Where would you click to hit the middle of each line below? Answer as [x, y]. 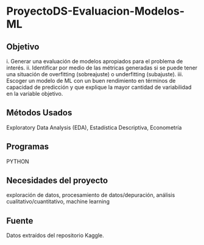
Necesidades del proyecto [57, 181]
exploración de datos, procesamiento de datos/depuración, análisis [91, 195]
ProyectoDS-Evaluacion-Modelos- [95, 11]
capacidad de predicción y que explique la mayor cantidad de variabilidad [99, 87]
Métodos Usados [39, 113]
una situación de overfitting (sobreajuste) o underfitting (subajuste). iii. [95, 74]
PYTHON [18, 161]
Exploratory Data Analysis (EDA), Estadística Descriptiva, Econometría [94, 127]
